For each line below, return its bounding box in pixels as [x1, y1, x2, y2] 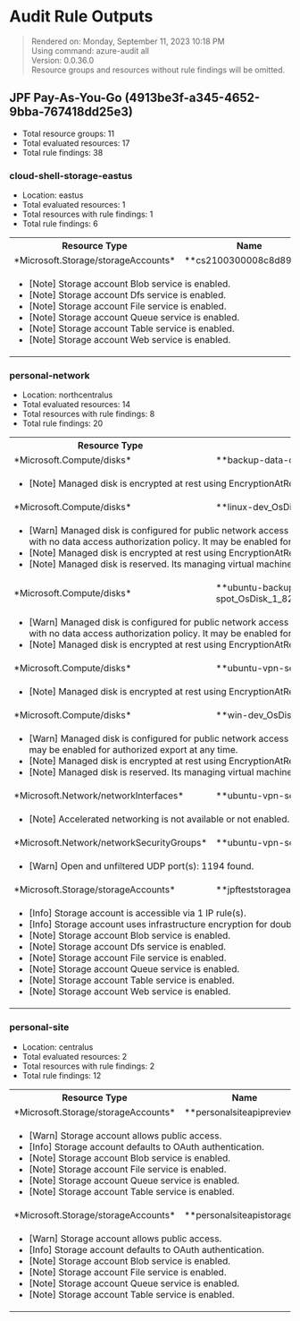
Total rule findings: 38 [21, 147, 104, 158]
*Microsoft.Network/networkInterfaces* [13, 789, 185, 802]
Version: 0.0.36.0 [30, 55, 95, 65]
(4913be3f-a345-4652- [124, 90, 261, 106]
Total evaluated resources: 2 [21, 1051, 128, 1061]
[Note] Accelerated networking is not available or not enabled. [29, 813, 290, 825]
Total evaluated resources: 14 [21, 399, 131, 410]
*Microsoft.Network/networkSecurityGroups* [13, 837, 208, 849]
